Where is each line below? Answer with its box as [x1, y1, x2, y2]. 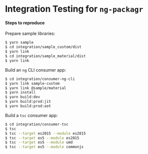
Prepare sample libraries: [5, 31, 55, 37]
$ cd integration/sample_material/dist [5, 54, 86, 59]
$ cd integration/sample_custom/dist [5, 45, 82, 50]
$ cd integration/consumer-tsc [5, 122, 69, 127]
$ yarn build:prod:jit [5, 99, 51, 104]
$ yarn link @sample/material [5, 85, 67, 91]
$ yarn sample [5, 40, 34, 45]
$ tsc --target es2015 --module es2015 [5, 131, 86, 136]
